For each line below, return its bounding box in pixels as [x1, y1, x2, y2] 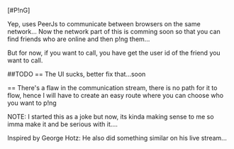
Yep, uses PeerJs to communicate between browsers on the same [7, 20, 201, 28]
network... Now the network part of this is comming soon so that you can [7, 28, 221, 35]
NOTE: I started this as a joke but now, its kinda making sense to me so [7, 113, 214, 121]
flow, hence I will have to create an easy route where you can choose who [7, 92, 224, 99]
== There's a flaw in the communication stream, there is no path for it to [7, 84, 218, 92]
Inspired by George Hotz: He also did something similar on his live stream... [7, 134, 227, 142]
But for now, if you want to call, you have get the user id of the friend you [7, 49, 221, 57]
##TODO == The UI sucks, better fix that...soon [7, 70, 146, 78]
